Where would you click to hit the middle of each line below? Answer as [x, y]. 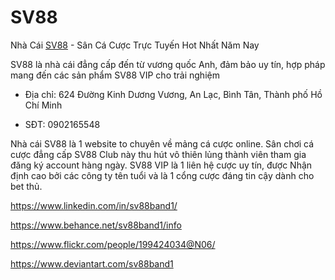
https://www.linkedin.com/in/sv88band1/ [94, 205]
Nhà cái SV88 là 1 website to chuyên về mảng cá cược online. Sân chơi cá [162, 143]
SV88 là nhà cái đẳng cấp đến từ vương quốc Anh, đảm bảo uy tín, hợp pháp [168, 64]
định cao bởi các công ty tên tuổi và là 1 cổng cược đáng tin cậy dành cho [162, 175]
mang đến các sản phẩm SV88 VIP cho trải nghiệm [115, 75]
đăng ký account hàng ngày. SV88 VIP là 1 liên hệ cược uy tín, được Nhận [161, 165]
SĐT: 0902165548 [62, 124]
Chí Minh [43, 105]
